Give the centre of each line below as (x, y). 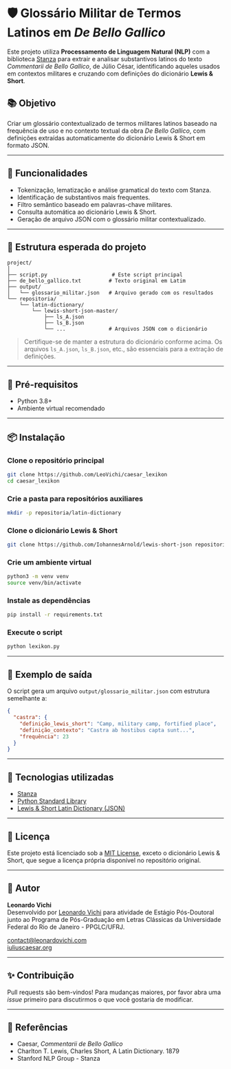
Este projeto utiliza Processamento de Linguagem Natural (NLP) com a (109, 52)
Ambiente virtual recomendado (61, 408)
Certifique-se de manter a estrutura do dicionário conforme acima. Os (123, 342)
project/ (20, 263)
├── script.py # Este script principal (95, 275)
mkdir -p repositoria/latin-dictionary (64, 513)
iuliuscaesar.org (30, 947)
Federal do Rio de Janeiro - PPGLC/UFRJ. (66, 927)
